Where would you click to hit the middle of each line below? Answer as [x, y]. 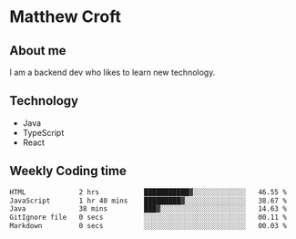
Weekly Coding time [68, 171]
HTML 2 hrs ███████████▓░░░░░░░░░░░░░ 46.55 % [148, 192]
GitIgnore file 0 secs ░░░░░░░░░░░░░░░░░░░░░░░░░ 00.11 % [148, 218]
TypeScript [43, 132]
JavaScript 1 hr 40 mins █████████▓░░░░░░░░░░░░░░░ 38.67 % [148, 201]
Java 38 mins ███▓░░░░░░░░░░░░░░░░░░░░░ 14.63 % [148, 209]
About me [38, 51]
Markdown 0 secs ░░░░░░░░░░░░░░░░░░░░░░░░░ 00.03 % [148, 226]
